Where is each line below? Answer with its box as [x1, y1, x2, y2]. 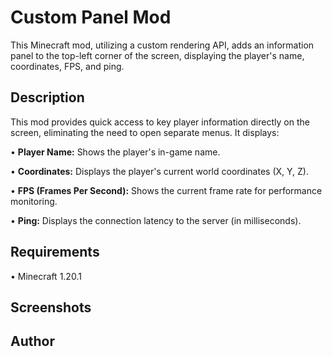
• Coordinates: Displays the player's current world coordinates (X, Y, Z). [10, 165, 309, 177]
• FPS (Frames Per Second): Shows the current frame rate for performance [10, 184, 323, 196]
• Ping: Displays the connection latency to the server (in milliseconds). [10, 214, 302, 226]
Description [10, 89, 85, 106]
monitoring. [10, 195, 58, 207]
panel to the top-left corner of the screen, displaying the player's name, [10, 49, 305, 61]
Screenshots [10, 299, 92, 316]
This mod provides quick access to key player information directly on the [10, 116, 310, 128]
